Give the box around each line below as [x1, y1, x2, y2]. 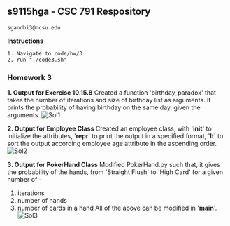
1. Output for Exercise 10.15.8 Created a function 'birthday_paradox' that [7, 88, 217, 97]
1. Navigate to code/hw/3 [7, 50, 82, 57]
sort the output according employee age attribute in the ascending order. [7, 140, 217, 148]
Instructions [7, 36, 44, 45]
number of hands [17, 197, 68, 205]
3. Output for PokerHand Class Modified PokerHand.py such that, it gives [7, 161, 220, 169]
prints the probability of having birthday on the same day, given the [7, 103, 201, 112]
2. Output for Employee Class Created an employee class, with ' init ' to [7, 124, 212, 133]
